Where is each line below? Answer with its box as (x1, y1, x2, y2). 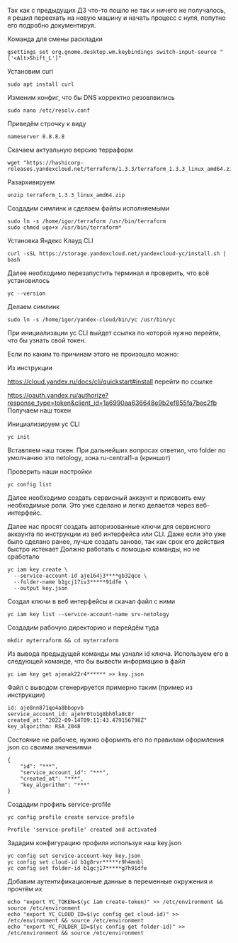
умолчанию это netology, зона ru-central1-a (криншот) (7, 454, 171, 462)
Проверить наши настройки (7, 467, 92, 476)
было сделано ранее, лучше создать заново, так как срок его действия (7, 537, 225, 545)
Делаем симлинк (7, 303, 60, 311)
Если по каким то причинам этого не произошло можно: (7, 350, 179, 358)
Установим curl (7, 67, 53, 75)
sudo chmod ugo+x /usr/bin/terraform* (7, 224, 122, 231)
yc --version (7, 290, 46, 297)
